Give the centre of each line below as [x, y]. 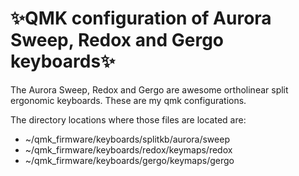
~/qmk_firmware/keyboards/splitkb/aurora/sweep [127, 139]
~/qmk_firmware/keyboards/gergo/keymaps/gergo [129, 160]
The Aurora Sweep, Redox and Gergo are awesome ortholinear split [149, 89]
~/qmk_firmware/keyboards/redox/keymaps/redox [128, 149]
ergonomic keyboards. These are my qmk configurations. [128, 100]
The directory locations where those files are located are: [128, 119]
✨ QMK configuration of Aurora [141, 18]
